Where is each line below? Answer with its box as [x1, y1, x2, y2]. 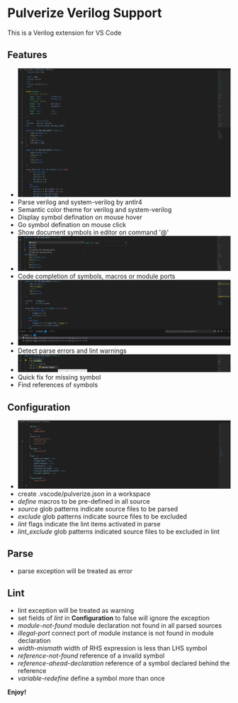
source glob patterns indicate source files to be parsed [17, 504, 178, 513]
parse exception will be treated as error [17, 566, 133, 575]
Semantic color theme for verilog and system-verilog [17, 206, 172, 214]
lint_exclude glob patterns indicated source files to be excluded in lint [17, 527, 220, 536]
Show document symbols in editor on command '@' [17, 228, 169, 237]
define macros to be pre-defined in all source [17, 497, 150, 505]
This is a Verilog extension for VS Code [7, 28, 122, 37]
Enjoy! [7, 687, 27, 696]
